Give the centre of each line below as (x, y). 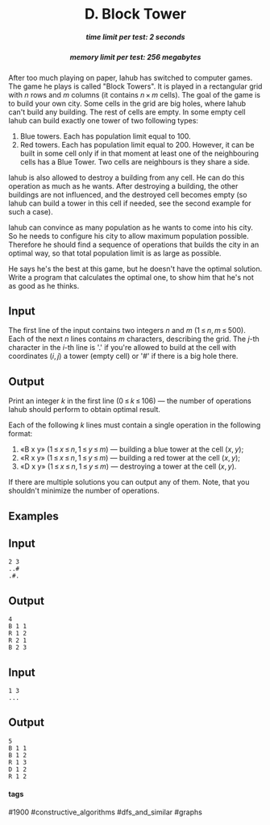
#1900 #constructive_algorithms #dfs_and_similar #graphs (106, 812)
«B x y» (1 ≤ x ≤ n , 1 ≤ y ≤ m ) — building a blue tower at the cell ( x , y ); (132, 449)
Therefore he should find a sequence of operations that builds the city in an (134, 244)
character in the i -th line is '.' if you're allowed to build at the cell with (122, 348)
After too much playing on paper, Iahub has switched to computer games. (131, 77)
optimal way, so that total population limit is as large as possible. (115, 253)
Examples (33, 516)
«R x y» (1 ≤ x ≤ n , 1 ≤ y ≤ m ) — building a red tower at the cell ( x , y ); (130, 458)
